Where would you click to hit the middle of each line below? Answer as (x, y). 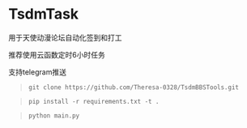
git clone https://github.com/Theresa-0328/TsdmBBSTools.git (134, 87)
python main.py (54, 115)
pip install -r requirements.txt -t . (94, 101)
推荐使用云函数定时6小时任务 (57, 54)
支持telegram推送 (38, 72)
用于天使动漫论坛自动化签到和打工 (65, 37)
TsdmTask (44, 14)
